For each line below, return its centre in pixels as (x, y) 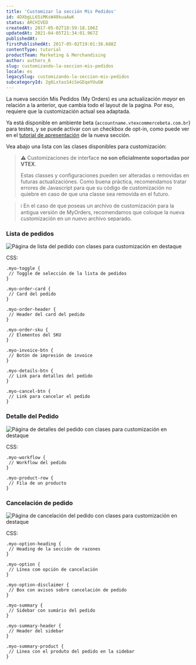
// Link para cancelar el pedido (49, 397)
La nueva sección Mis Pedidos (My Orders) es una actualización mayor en (96, 99)
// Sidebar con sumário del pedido (52, 610)
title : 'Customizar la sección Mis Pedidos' (61, 11)
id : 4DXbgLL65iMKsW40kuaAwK (40, 17)
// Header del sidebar (36, 631)
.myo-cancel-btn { (28, 392)
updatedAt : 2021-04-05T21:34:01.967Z (52, 33)
